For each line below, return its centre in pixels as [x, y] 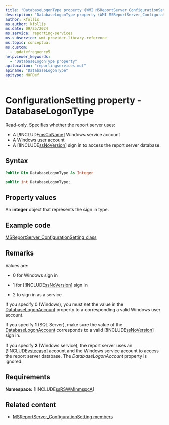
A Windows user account [38, 140]
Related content [31, 405]
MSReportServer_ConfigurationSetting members [63, 417]
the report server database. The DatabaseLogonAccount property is [76, 356]
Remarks [20, 253]
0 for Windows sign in [35, 275]
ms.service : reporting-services [39, 33]
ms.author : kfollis [26, 24]
